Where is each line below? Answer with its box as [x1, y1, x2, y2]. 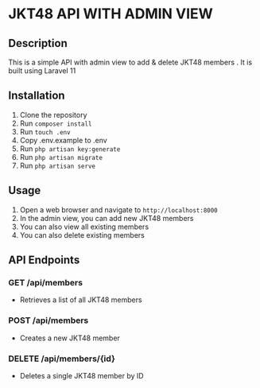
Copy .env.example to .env [19, 135, 107, 145]
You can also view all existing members [19, 222, 149, 231]
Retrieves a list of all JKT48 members [19, 295, 142, 305]
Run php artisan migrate [19, 152, 103, 161]
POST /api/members [8, 315, 89, 326]
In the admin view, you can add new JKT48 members [19, 213, 194, 223]
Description [8, 37, 68, 50]
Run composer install [19, 118, 92, 128]
